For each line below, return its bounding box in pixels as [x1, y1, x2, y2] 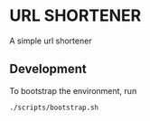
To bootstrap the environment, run [9, 85, 137, 96]
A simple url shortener [9, 35, 92, 46]
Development [9, 61, 88, 77]
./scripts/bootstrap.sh [9, 103, 99, 112]
